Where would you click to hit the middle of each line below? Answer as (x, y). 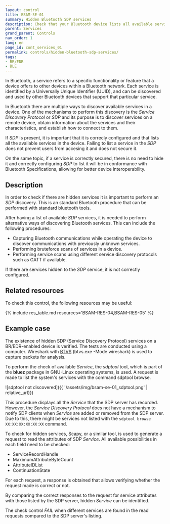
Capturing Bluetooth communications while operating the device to (82, 238)
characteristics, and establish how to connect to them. (62, 128)
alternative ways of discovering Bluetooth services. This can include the (80, 223)
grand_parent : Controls (30, 33)
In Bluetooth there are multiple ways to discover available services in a (79, 107)
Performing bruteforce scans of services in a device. (68, 249)
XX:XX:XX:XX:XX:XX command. (36, 424)
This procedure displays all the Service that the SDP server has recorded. (82, 402)
